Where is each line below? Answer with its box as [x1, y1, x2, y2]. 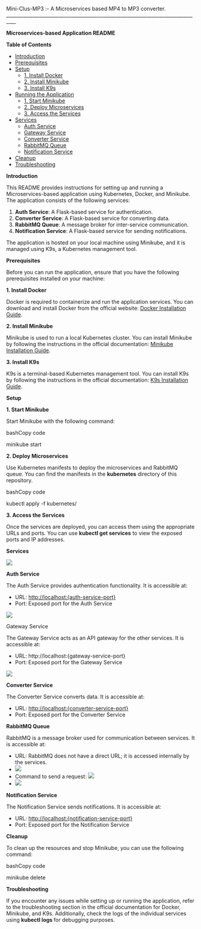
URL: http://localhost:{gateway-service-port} [14, 652, 126, 659]
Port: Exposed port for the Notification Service [14, 821, 130, 828]
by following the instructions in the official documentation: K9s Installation [6, 377, 188, 383]
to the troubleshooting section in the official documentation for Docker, [6, 904, 181, 910]
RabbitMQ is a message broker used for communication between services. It [6, 734, 195, 742]
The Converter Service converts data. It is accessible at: [6, 693, 145, 700]
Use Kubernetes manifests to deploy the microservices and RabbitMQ [6, 464, 178, 471]
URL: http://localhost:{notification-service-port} [14, 815, 133, 822]
